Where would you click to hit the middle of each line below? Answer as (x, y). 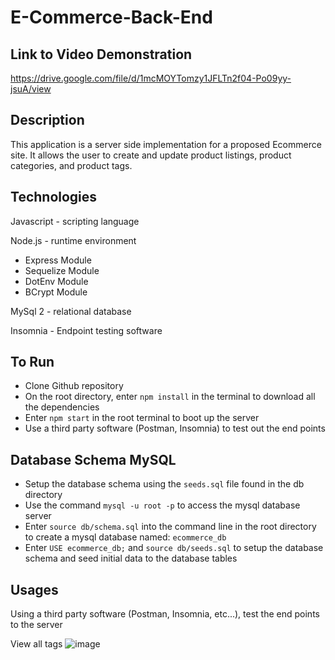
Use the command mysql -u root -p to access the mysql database (162, 505)
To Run (32, 362)
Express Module (58, 260)
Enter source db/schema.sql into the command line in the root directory (170, 527)
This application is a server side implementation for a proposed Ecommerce (166, 144)
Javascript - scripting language (75, 221)
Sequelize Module (62, 270)
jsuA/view (31, 89)
